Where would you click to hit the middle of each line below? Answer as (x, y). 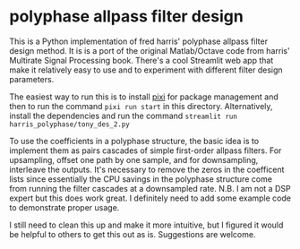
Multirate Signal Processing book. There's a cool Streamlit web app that (141, 60)
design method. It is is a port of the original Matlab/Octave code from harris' (150, 50)
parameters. (32, 79)
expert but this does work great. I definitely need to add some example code (150, 198)
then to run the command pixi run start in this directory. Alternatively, (141, 106)
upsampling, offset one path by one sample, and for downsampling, (134, 159)
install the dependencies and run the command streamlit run (123, 116)
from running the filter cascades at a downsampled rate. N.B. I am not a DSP (150, 188)
